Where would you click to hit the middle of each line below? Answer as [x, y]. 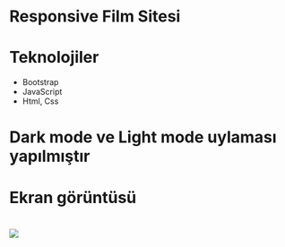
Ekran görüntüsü [73, 197]
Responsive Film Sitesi [95, 17]
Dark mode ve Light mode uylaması [143, 137]
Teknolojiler [54, 58]
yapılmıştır [50, 156]
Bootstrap [40, 82]
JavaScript [42, 92]
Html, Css [40, 101]
